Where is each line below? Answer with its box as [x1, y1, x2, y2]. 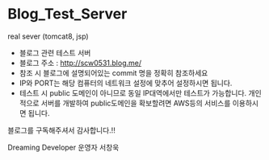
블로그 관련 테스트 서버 [19, 47, 91, 57]
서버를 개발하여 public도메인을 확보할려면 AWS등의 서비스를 [40, 98, 231, 108]
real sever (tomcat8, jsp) [7, 31, 90, 41]
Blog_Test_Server [7, 5, 128, 23]
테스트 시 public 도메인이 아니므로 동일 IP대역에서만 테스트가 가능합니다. [19, 88, 247, 97]
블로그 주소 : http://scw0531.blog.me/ [19, 58, 142, 68]
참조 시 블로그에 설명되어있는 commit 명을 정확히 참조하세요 [19, 68, 208, 77]
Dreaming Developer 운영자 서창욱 [7, 142, 120, 152]
